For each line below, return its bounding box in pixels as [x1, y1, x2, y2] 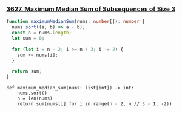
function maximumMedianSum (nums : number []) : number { [6, 19, 146, 25]
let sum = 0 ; [12, 35, 45, 41]
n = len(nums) [17, 95, 53, 102]
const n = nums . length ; [12, 30, 72, 36]
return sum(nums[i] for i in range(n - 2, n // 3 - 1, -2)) [17, 101, 172, 107]
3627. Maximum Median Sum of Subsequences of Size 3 [6, 5, 176, 13]
